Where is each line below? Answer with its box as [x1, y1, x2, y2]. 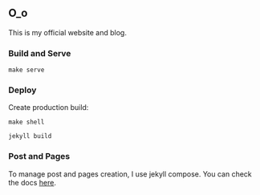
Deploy [8, 84, 37, 95]
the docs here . [8, 177, 56, 187]
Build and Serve [8, 47, 71, 59]
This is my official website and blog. [8, 27, 127, 37]
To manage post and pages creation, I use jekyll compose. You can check [8, 169, 253, 179]
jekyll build [8, 132, 52, 140]
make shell [8, 118, 45, 127]
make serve [8, 66, 45, 75]
